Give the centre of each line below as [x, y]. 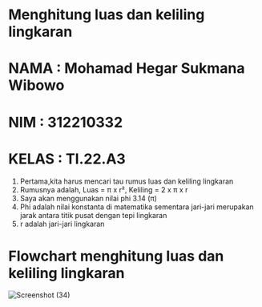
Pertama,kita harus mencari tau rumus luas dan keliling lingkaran [127, 181]
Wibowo [36, 85]
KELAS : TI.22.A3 [67, 159]
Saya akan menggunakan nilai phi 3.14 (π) [89, 198]
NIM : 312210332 [66, 122]
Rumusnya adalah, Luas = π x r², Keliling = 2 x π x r [104, 189]
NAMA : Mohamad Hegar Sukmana [127, 69]
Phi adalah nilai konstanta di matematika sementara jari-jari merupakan [137, 207]
